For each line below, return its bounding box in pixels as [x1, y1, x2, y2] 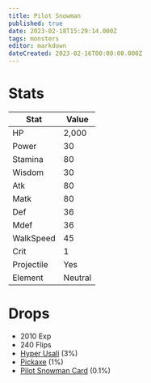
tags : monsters [8, 34, 60, 43]
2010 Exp [19, 331, 52, 341]
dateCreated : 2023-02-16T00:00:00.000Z [8, 49, 143, 57]
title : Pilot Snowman [8, 11, 82, 20]
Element [12, 272, 44, 283]
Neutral [63, 272, 92, 283]
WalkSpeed [12, 232, 57, 244]
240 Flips [19, 339, 52, 349]
